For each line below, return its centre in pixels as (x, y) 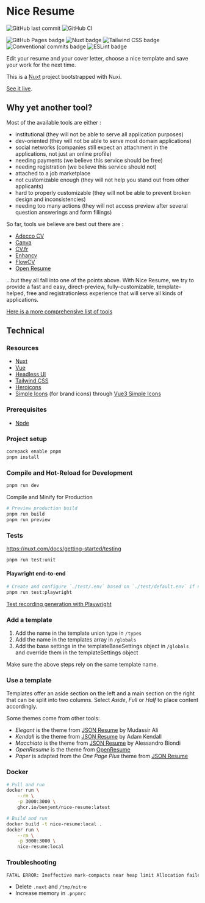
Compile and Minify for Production (49, 497)
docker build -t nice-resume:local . (54, 824)
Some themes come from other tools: (53, 718)
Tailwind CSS (32, 381)
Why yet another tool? (49, 108)
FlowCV (25, 261)
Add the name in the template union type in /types (78, 633)
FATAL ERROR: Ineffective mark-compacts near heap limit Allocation (95, 875)
